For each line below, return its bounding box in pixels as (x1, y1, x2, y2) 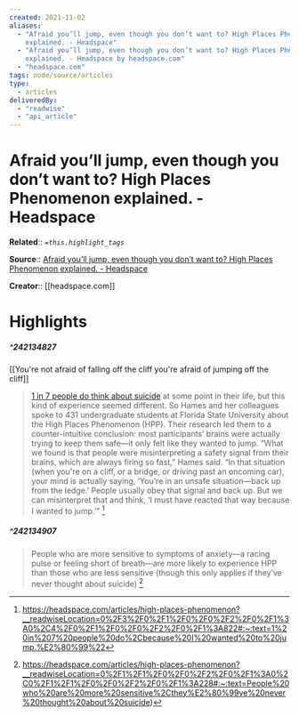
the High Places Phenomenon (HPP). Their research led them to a (30, 419, 271, 430)
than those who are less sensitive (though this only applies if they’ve (30, 567, 283, 578)
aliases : (9, 21, 42, 30)
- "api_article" (17, 112, 77, 121)
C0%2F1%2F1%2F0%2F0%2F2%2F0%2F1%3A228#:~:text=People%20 (21, 678, 290, 688)
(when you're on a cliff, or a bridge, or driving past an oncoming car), (30, 466, 285, 477)
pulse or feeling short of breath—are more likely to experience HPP (30, 558, 278, 568)
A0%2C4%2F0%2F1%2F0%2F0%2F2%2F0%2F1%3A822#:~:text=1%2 (21, 623, 287, 633)
